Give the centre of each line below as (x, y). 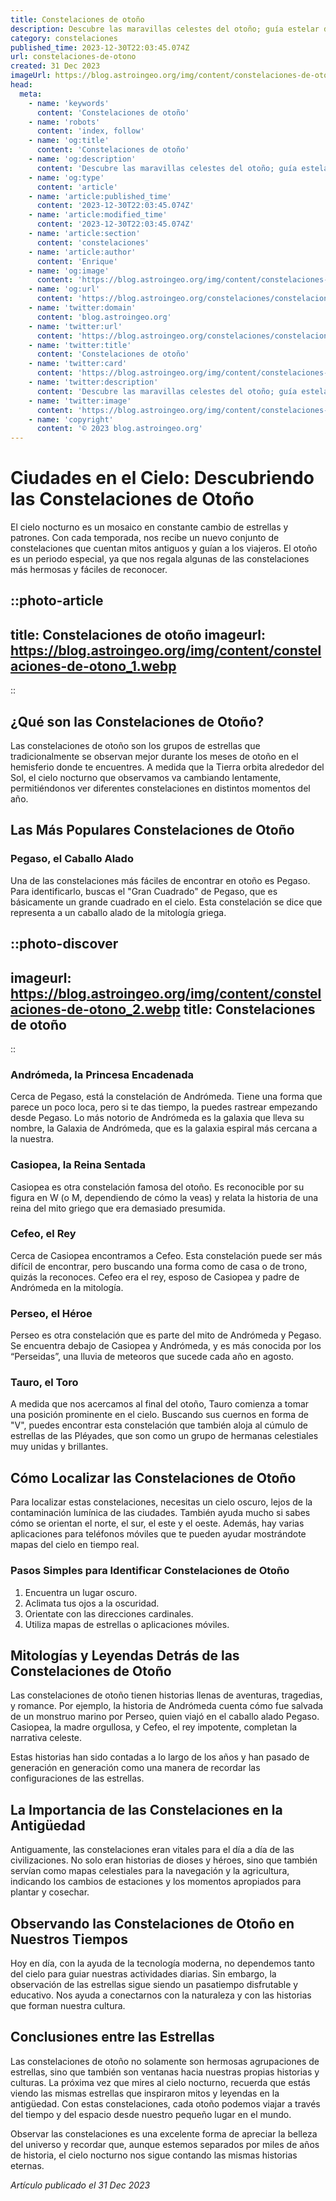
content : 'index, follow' (90, 131)
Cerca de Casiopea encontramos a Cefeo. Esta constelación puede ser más (166, 1255)
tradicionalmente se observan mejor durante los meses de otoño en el (154, 757)
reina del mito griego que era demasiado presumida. (118, 1208)
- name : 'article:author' (82, 252)
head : (21, 85)
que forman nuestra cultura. (68, 2005)
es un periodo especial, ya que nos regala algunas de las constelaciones (160, 559)
